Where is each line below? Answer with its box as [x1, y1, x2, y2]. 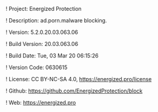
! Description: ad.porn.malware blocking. [5, 17, 107, 24]
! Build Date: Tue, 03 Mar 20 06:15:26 [5, 52, 99, 59]
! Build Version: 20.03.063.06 [5, 41, 79, 47]
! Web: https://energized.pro [5, 99, 76, 106]
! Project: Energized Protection [5, 5, 82, 12]
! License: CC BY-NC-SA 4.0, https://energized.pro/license [5, 76, 152, 82]
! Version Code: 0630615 [5, 64, 68, 71]
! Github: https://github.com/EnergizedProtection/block [5, 87, 143, 94]
